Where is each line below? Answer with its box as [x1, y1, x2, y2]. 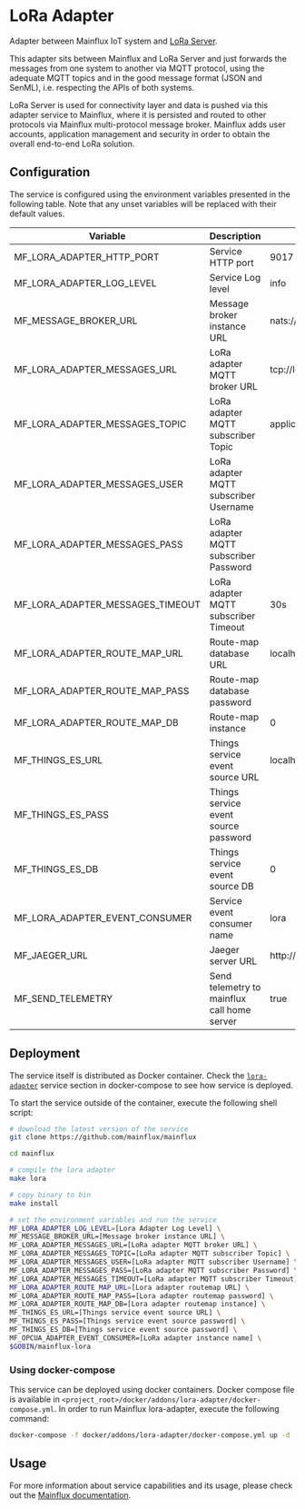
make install [9, 1198, 59, 1208]
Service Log [209, 271, 261, 283]
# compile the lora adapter [9, 1166, 116, 1175]
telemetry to [209, 980, 261, 993]
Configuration [9, 164, 91, 180]
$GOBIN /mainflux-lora [9, 1342, 92, 1351]
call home [209, 1003, 251, 1016]
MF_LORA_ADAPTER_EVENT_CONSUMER [14, 911, 192, 924]
